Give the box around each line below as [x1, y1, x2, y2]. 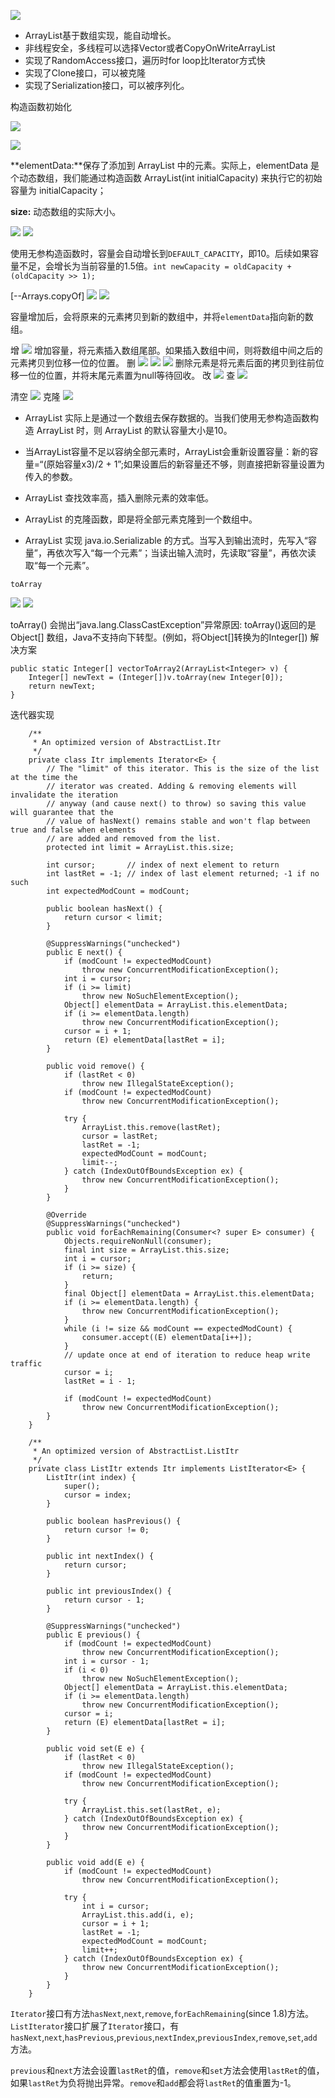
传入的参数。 [24, 471, 78, 482]
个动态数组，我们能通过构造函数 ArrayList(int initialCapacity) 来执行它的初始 [10, 172, 323, 184]
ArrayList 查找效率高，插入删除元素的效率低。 [24, 492, 215, 504]
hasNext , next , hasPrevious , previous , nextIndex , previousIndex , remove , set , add [10, 2031, 318, 2043]
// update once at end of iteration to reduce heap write [63, 1350, 311, 1360]
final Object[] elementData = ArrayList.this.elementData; [63, 1289, 315, 1299]
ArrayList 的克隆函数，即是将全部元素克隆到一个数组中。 [24, 513, 258, 525]
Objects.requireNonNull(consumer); [63, 1236, 213, 1246]
